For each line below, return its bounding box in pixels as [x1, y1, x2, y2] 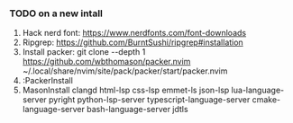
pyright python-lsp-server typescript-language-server [48, 94, 251, 105]
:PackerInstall [22, 75, 74, 86]
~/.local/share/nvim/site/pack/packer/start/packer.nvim [22, 66, 228, 76]
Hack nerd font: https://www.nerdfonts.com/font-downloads [22, 28, 246, 39]
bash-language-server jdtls [87, 104, 188, 115]
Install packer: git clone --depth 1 [22, 47, 146, 57]
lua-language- [231, 84, 285, 96]
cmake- [252, 94, 281, 105]
